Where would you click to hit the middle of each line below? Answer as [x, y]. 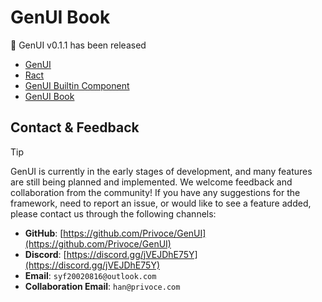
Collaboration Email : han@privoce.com [102, 286]
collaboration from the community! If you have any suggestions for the [155, 192]
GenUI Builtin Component [77, 85]
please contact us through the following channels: [113, 213]
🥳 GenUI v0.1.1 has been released [78, 45]
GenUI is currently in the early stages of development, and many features [161, 171]
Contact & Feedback [75, 127]
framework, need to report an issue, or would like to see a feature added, [161, 203]
